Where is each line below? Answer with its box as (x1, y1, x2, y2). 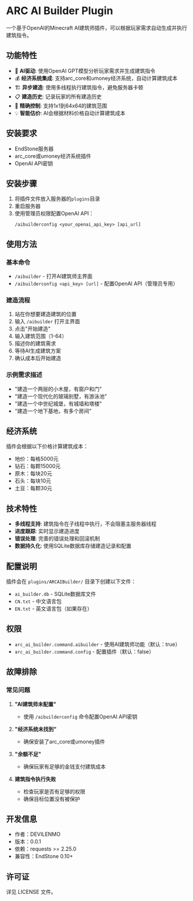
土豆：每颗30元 (14, 485, 53, 492)
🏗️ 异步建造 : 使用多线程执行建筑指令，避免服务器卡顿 (14, 83, 144, 91)
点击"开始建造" (14, 325, 51, 333)
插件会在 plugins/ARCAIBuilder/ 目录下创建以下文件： (6, 578, 137, 585)
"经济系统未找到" (14, 725, 57, 732)
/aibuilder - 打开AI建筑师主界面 (14, 273, 93, 280)
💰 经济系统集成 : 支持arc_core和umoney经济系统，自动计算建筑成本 (14, 75, 178, 82)
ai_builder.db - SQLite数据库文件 (14, 591, 96, 598)
